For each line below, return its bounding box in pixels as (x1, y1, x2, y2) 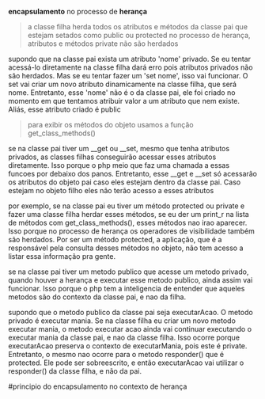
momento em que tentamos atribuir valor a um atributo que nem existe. (8, 97, 240, 105)
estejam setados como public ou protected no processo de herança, (27, 31, 251, 40)
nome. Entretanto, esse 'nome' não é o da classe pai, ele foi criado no (8, 88, 236, 97)
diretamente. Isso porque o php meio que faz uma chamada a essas (8, 161, 230, 169)
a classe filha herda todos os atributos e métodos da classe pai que (27, 22, 248, 31)
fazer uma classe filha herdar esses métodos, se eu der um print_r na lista (8, 210, 249, 218)
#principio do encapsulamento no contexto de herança (8, 382, 187, 391)
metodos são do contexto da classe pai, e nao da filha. (8, 292, 187, 302)
